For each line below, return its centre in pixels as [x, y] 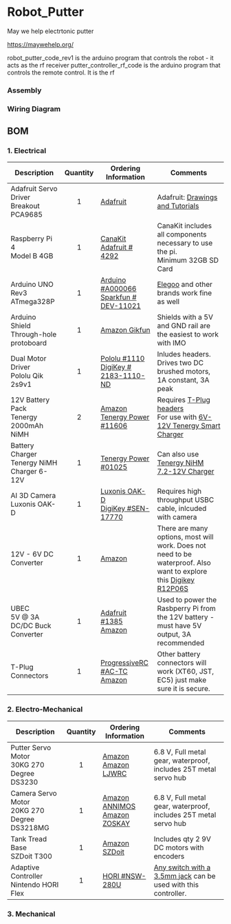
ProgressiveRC [125, 663]
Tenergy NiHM [180, 463]
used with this [176, 885]
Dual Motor [29, 359]
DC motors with [179, 847]
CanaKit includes [184, 226]
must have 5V [179, 626]
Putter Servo [31, 747]
